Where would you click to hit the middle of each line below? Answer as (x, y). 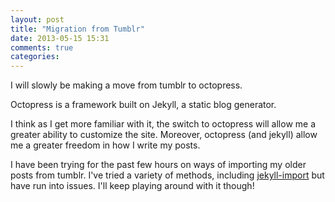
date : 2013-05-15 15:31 (60, 38)
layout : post (37, 19)
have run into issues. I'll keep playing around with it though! (132, 186)
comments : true (42, 47)
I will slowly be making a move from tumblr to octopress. (126, 85)
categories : (35, 57)
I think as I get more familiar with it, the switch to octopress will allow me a (163, 124)
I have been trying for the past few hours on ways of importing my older (158, 165)
